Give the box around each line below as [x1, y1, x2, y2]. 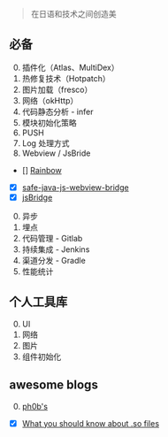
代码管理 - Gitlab [21, 233, 83, 243]
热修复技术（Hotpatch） [21, 73, 111, 83]
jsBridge [21, 192, 53, 203]
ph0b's [21, 401, 49, 411]
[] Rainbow [21, 165, 62, 175]
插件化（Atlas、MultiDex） [21, 62, 119, 73]
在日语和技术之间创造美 [30, 9, 117, 19]
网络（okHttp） [21, 95, 79, 105]
